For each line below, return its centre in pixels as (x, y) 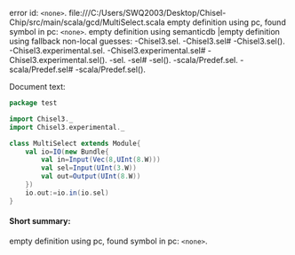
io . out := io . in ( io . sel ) (67, 193)
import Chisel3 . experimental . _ (67, 127)
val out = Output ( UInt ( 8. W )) (91, 177)
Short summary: (40, 221)
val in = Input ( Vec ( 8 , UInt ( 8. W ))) (101, 160)
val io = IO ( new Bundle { (67, 151)
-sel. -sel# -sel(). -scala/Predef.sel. (173, 60)
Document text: (37, 87)
